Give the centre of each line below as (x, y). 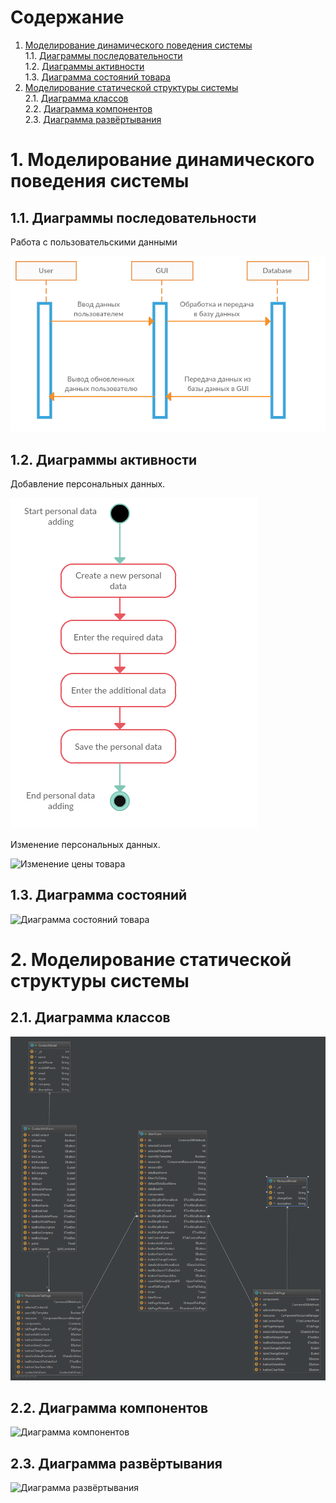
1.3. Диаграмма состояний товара (97, 77)
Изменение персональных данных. (85, 845)
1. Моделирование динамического (162, 160)
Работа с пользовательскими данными (94, 242)
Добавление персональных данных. (88, 484)
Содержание (67, 17)
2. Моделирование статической (151, 960)
